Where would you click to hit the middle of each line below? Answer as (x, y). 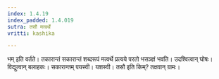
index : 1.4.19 (28, 14)
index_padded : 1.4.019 (40, 20)
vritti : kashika (31, 33)
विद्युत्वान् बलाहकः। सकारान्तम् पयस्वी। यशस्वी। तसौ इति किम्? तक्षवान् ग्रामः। (94, 67)
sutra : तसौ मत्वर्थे (29, 27)
